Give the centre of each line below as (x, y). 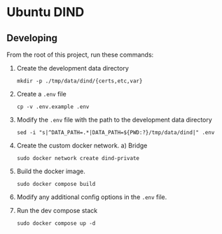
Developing (32, 38)
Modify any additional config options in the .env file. (92, 197)
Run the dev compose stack (57, 211)
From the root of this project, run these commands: (80, 54)
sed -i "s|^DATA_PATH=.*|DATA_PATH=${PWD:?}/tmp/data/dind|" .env (116, 133)
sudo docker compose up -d (56, 224)
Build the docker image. (51, 171)
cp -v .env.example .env (53, 107)
